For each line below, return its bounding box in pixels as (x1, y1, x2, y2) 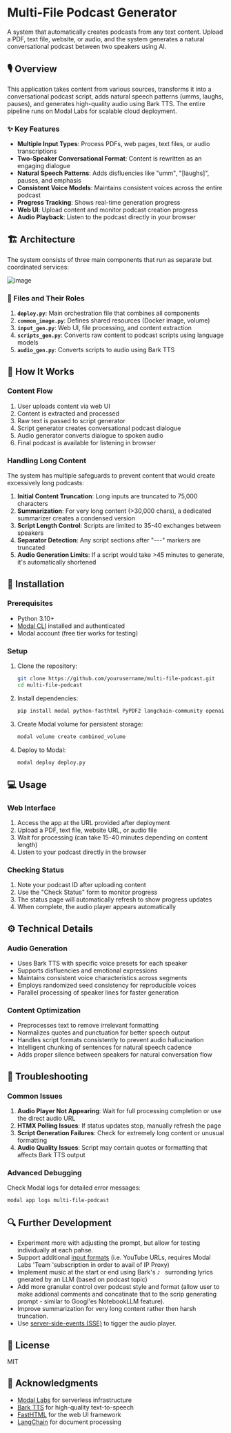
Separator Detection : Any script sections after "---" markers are (17, 536, 201, 545)
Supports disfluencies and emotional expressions (17, 966, 158, 975)
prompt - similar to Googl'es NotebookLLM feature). (17, 1297, 165, 1305)
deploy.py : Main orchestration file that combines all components (17, 309, 200, 318)
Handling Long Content (7, 456, 87, 465)
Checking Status (7, 865, 64, 875)
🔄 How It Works (7, 365, 74, 377)
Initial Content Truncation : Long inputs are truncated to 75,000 (17, 492, 198, 500)
